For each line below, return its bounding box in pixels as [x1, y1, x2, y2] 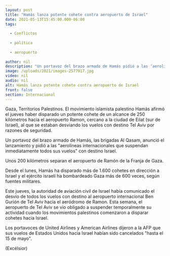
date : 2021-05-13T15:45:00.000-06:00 [5, 17, 85, 22]
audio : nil [5, 78, 28, 83]
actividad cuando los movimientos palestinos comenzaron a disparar [5, 209, 149, 216]
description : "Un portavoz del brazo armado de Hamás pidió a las [5, 64, 148, 69]
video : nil [5, 73, 28, 78]
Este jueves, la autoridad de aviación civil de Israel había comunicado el [5, 188, 155, 194]
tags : [5, 21, 17, 27]
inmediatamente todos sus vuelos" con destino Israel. [5, 148, 117, 154]
